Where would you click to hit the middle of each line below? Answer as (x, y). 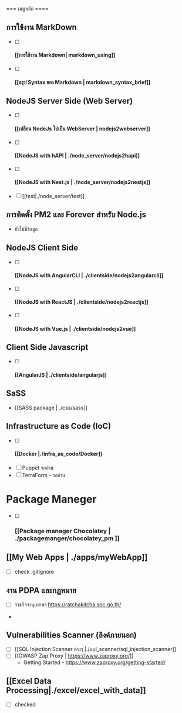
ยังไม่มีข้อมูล (26, 229)
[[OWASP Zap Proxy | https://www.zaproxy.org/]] (74, 656)
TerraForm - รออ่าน (44, 475)
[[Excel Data (29, 681)
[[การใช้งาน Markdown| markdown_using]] (65, 55)
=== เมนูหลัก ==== (27, 9)
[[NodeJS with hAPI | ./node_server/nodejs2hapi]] (77, 156)
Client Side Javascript (47, 347)
